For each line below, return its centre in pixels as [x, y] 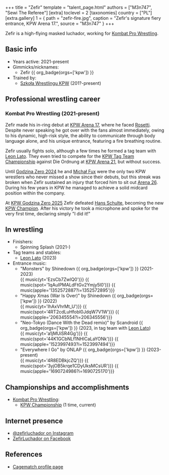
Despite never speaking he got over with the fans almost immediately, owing [85, 130]
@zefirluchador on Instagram [43, 433]
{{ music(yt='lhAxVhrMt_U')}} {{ [53, 306]
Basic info [21, 50]
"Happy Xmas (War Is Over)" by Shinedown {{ [68, 296]
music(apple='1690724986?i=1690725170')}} [67, 371]
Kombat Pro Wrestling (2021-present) [52, 114]
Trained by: [24, 78]
